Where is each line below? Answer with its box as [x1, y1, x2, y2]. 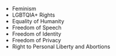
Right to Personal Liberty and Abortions [11, 43, 111, 50]
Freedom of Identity [11, 30, 62, 38]
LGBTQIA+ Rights [11, 11, 56, 18]
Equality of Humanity [11, 18, 65, 24]
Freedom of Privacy [11, 37, 62, 43]
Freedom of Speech [11, 24, 62, 31]
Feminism [11, 5, 36, 12]
